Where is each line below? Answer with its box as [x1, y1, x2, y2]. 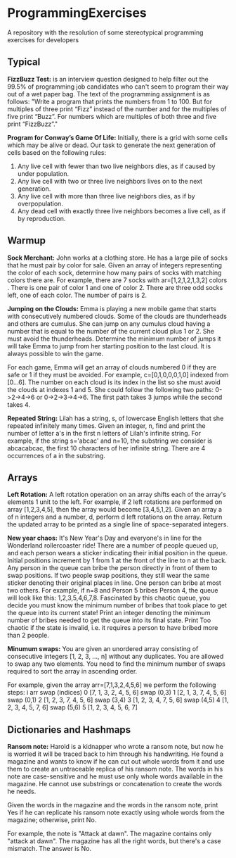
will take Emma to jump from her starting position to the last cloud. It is [7, 341, 211, 350]
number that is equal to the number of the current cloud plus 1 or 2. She [7, 327, 214, 335]
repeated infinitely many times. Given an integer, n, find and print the [7, 421, 206, 430]
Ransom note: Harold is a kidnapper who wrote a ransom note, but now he [7, 743, 223, 751]
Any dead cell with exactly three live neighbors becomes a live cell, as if [17, 206, 226, 215]
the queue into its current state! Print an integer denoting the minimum [7, 609, 211, 617]
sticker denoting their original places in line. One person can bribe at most [7, 579, 221, 587]
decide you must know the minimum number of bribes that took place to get [7, 601, 227, 610]
